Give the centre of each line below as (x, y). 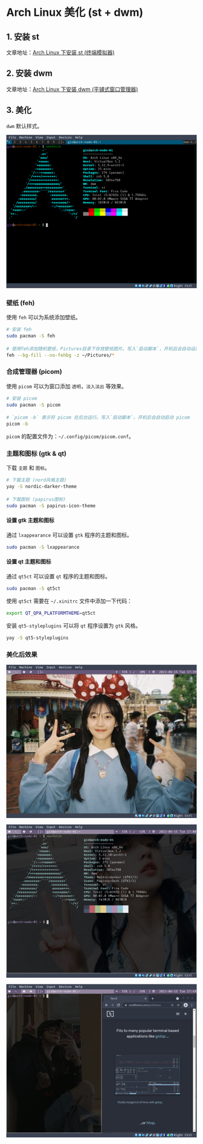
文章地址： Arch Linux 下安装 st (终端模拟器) (60, 52)
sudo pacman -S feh (31, 336)
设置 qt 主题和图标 (29, 561)
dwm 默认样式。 (24, 126)
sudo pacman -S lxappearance (43, 547)
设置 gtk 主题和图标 (30, 520)
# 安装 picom (22, 398)
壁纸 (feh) (21, 303)
